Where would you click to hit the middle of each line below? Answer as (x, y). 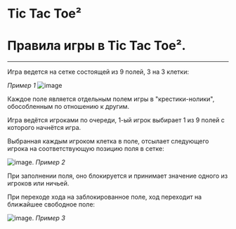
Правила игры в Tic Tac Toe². (97, 46)
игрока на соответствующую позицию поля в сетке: (86, 149)
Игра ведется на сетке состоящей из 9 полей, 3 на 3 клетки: (98, 72)
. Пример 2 (48, 162)
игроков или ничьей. (38, 183)
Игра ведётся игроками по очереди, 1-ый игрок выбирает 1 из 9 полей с (116, 120)
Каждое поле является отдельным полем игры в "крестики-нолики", (111, 99)
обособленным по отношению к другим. (68, 107)
